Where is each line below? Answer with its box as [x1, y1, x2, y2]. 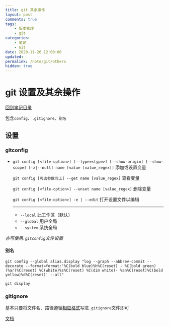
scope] [12, 165, 27, 170]
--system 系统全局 [20, 224, 57, 230]
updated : [5, 54, 24, 59]
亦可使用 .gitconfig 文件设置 [5, 235, 63, 241]
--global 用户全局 [20, 218, 57, 224]
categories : [5, 36, 30, 41]
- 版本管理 [14, 26, 34, 31]
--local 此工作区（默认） [20, 212, 73, 218]
